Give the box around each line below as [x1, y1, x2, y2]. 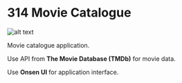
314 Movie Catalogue [7, 5, 131, 21]
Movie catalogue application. [7, 41, 90, 49]
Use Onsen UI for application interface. [7, 68, 119, 76]
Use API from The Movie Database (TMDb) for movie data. [7, 54, 176, 63]
